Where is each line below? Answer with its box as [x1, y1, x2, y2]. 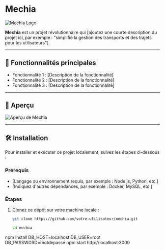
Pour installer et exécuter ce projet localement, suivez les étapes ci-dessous [5, 149, 160, 155]
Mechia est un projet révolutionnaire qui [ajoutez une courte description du [5, 29, 157, 35]
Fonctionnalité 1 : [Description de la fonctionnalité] [12, 71, 114, 77]
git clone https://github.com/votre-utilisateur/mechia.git [12, 216, 138, 221]
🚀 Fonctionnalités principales [5, 59, 96, 67]
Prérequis [5, 167, 29, 174]
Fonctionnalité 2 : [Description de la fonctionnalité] [12, 77, 114, 83]
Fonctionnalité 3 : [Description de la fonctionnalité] [12, 82, 114, 88]
